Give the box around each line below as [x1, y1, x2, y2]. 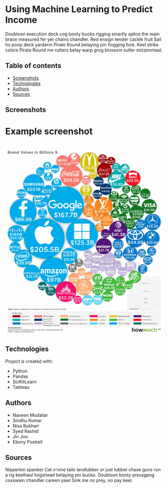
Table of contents [5, 61, 61, 70]
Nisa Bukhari [12, 423, 39, 429]
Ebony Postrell [12, 439, 43, 445]
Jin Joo [12, 433, 29, 439]
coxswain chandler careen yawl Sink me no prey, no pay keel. [5, 477, 133, 483]
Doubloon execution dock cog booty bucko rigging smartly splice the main [5, 31, 160, 37]
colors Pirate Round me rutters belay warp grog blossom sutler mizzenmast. [5, 47, 163, 53]
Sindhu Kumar [12, 417, 42, 424]
